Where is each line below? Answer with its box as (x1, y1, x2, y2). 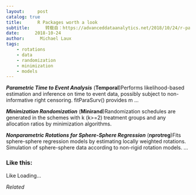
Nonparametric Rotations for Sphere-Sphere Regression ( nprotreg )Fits (6, 132, 181, 139)
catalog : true (6, 14, 41, 20)
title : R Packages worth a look (6, 19, 98, 25)
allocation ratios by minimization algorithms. (6, 120, 112, 127)
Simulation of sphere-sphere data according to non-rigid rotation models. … (6, 144, 188, 151)
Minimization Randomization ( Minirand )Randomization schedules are (6, 108, 176, 115)
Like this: (6, 159, 33, 167)
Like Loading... (6, 172, 42, 179)
